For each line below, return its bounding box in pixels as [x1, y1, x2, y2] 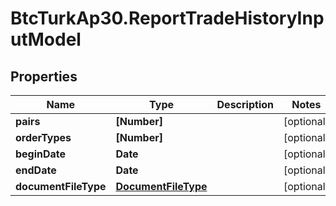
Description [216, 98, 274, 111]
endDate [15, 163, 57, 177]
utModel [10, 28, 82, 51]
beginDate [15, 147, 67, 161]
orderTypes [15, 131, 72, 144]
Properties [10, 68, 78, 85]
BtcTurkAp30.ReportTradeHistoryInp [10, 7, 325, 30]
